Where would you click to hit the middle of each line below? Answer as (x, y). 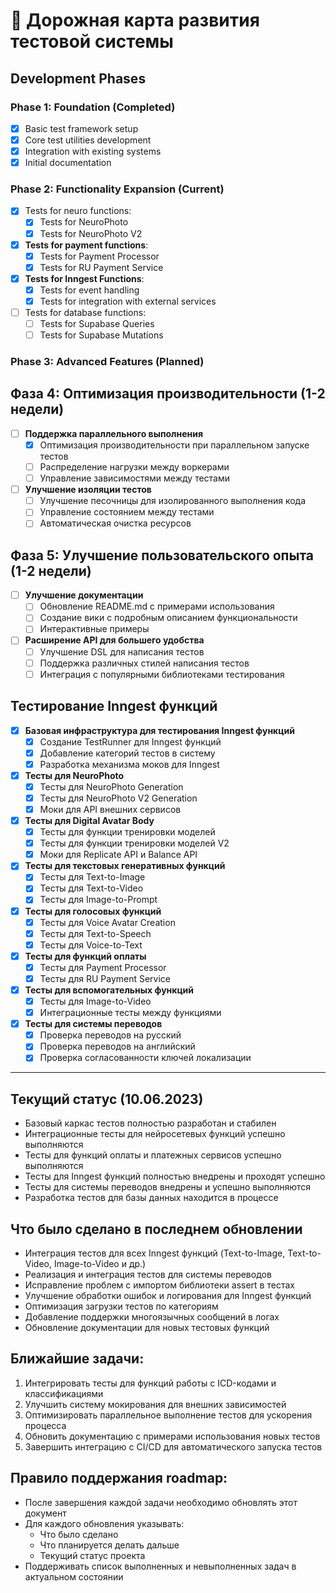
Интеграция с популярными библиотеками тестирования (162, 674)
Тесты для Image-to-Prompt (98, 900)
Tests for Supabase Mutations (101, 335)
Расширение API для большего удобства (114, 640)
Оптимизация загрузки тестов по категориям (121, 1306)
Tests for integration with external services (128, 301)
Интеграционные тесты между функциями (130, 1013)
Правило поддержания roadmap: (119, 1478)
